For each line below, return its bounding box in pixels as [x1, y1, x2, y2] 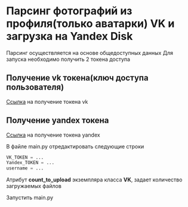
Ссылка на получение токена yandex [6, 131, 100, 138]
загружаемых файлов [6, 183, 61, 190]
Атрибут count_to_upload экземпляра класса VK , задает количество [6, 176, 183, 183]
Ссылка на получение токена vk [6, 98, 88, 105]
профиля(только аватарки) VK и [6, 17, 175, 30]
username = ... [6, 165, 44, 171]
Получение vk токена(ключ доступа [6, 73, 149, 83]
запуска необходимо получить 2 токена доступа [6, 55, 130, 63]
